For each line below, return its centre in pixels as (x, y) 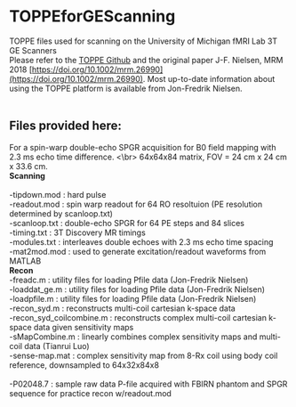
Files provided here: (66, 126)
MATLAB (25, 261)
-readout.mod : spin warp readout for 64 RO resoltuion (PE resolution (136, 204)
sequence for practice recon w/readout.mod (90, 393)
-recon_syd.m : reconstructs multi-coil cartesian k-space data (122, 308)
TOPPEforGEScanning (92, 16)
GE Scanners (33, 50)
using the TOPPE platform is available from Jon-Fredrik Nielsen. (126, 88)
